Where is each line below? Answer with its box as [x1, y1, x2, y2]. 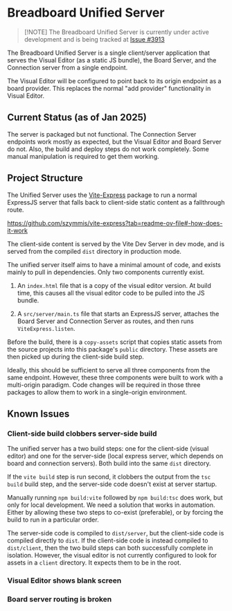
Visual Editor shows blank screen [7, 576, 122, 585]
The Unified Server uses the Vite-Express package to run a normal [7, 191, 197, 199]
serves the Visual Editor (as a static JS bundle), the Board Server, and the [7, 55, 217, 64]
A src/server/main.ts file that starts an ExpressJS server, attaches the [17, 309, 220, 318]
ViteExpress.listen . [17, 324, 75, 332]
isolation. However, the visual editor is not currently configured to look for [7, 551, 217, 560]
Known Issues [7, 408, 70, 420]
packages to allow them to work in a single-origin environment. [7, 388, 187, 396]
